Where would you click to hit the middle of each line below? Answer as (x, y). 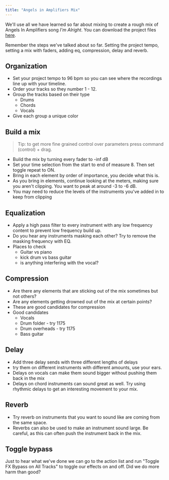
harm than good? (23, 472)
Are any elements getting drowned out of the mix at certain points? (82, 301)
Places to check (29, 247)
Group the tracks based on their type (51, 95)
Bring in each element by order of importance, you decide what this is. (86, 176)
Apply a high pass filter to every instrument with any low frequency (82, 225)
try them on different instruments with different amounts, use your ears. (87, 367)
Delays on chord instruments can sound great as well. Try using (79, 383)
